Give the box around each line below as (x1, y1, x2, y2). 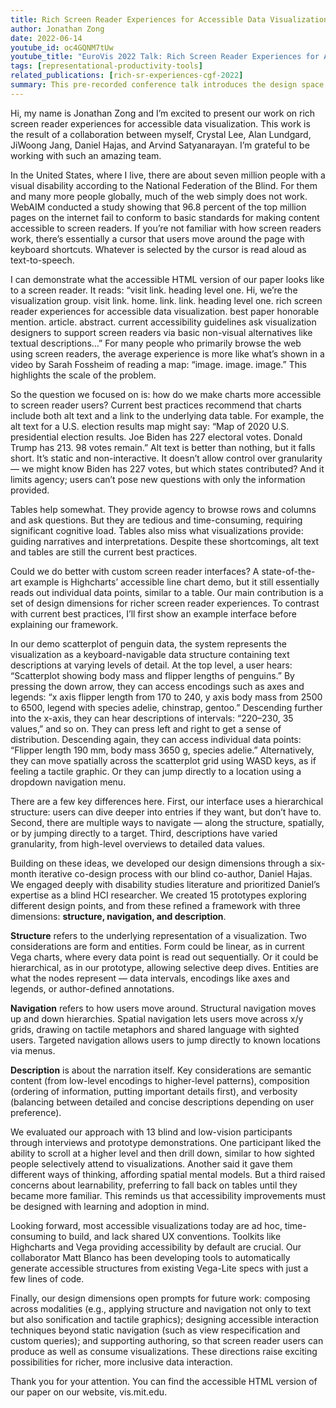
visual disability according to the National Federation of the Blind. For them (10, 179, 318, 191)
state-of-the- (261, 565, 316, 577)
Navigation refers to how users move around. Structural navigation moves (10, 1002, 317, 1014)
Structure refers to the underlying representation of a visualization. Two (10, 929, 307, 941)
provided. (10, 484, 50, 496)
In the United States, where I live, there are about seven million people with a (10, 169, 326, 181)
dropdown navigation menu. (10, 776, 127, 788)
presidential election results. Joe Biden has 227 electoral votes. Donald (10, 431, 303, 443)
